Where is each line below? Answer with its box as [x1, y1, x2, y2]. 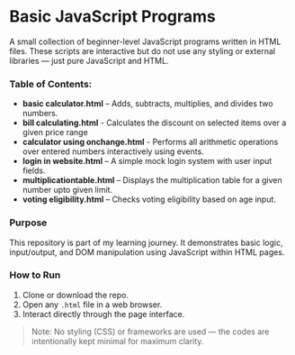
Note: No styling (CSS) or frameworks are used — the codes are [31, 326, 270, 337]
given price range [22, 127, 88, 138]
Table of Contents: [9, 77, 93, 90]
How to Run [9, 269, 61, 281]
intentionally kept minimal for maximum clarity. [31, 335, 204, 346]
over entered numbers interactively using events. [22, 146, 204, 157]
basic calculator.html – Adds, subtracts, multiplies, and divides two [22, 98, 273, 109]
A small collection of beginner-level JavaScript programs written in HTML [9, 36, 282, 47]
